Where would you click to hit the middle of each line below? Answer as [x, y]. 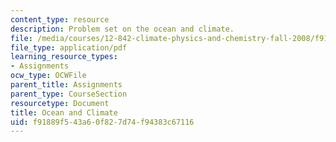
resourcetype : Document [60, 103]
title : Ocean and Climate [64, 112]
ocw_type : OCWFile [48, 76]
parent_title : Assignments [66, 85]
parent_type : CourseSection [69, 94]
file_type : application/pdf [69, 47]
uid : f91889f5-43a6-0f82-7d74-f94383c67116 [102, 122]
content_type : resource [60, 19]
